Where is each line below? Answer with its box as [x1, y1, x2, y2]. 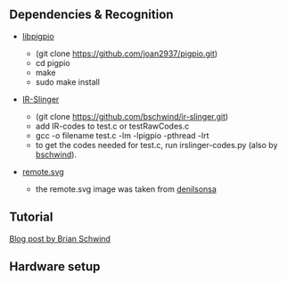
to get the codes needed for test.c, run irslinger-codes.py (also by [35, 139, 278, 150]
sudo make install [35, 76, 101, 87]
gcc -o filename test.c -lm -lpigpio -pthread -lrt [35, 129, 209, 141]
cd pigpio [35, 57, 71, 68]
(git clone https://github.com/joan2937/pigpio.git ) [35, 48, 218, 59]
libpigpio [21, 30, 55, 41]
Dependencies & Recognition [9, 7, 174, 22]
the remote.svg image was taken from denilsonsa [35, 183, 217, 195]
